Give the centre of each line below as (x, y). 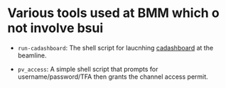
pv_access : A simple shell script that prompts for (88, 69)
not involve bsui (55, 28)
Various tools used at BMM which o (113, 13)
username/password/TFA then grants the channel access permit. (113, 77)
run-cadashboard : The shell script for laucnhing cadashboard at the (115, 48)
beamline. (32, 55)
